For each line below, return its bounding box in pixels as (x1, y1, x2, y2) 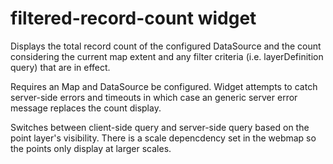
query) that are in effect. (10, 61, 111, 73)
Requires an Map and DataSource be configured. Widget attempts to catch (10, 80, 318, 92)
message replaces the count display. (10, 102, 162, 114)
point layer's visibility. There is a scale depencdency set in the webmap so (10, 132, 317, 144)
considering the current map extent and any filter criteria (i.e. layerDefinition (10, 50, 324, 62)
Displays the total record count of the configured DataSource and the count (10, 40, 322, 52)
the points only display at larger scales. (10, 142, 172, 154)
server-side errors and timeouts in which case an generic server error (10, 91, 298, 103)
